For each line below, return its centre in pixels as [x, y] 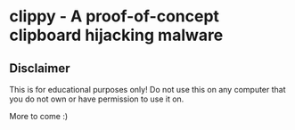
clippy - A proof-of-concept [115, 16]
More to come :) [39, 116]
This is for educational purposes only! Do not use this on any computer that [148, 89]
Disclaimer [40, 68]
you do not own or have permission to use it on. [97, 99]
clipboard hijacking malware [116, 35]
